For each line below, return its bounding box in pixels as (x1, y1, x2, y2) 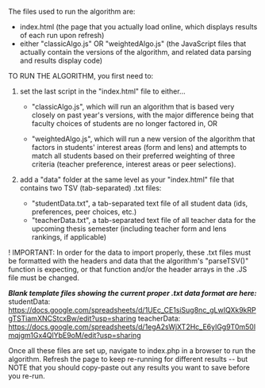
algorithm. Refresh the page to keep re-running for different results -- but (8, 355, 248, 363)
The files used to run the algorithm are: (8, 7, 136, 16)
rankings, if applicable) (31, 232, 107, 241)
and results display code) (19, 56, 103, 65)
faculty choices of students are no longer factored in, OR (31, 119, 218, 128)
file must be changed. (8, 273, 79, 282)
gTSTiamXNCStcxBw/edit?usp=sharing (8, 313, 136, 323)
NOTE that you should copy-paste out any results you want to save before (8, 363, 250, 372)
